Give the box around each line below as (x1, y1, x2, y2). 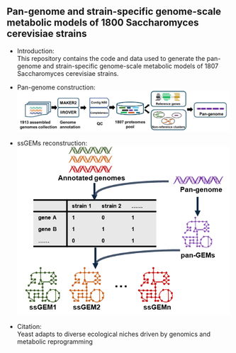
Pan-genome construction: (16, 83, 96, 91)
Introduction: (16, 46, 55, 55)
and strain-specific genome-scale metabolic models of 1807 (43, 62, 219, 70)
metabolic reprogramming (16, 337, 94, 346)
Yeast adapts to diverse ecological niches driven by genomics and (16, 330, 210, 338)
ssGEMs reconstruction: (16, 139, 88, 147)
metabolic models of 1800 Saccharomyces (6, 17, 199, 29)
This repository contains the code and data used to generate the (16, 54, 206, 62)
